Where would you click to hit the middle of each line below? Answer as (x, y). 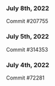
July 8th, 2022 (27, 8)
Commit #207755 (27, 21)
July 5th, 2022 (27, 37)
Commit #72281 (25, 78)
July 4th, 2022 (28, 65)
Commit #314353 (27, 49)
